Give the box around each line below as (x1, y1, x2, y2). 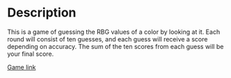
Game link (7, 63, 36, 71)
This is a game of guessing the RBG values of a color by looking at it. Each (7, 28, 221, 36)
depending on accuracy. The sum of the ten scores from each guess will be (7, 42, 224, 50)
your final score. (7, 50, 54, 58)
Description (7, 5, 77, 21)
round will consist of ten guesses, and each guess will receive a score (7, 35, 208, 43)
